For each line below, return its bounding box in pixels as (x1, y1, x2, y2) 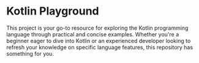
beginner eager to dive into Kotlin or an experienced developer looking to (6, 37, 191, 44)
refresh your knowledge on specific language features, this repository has (6, 44, 193, 51)
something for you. (6, 50, 54, 57)
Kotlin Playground (6, 4, 99, 18)
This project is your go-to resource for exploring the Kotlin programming (6, 24, 189, 31)
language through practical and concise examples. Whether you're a (6, 30, 179, 38)
